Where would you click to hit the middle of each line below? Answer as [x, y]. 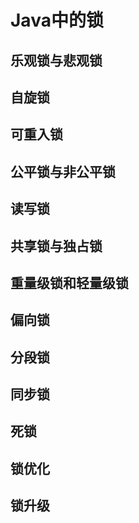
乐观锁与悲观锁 [56, 60]
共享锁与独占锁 [56, 246]
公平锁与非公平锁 [63, 171]
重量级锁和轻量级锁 [69, 282]
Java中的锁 [57, 20]
